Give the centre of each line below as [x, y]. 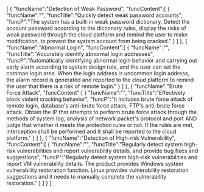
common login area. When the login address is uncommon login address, [98, 73]
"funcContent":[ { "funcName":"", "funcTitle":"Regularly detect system [95, 144]
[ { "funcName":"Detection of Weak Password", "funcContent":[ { [88, 9]
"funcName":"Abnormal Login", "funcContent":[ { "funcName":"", [88, 47]
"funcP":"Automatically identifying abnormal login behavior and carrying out [102, 60]
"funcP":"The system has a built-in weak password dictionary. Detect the [98, 22]
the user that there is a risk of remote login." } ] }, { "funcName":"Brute [95, 86]
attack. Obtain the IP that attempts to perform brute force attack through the [102, 112]
